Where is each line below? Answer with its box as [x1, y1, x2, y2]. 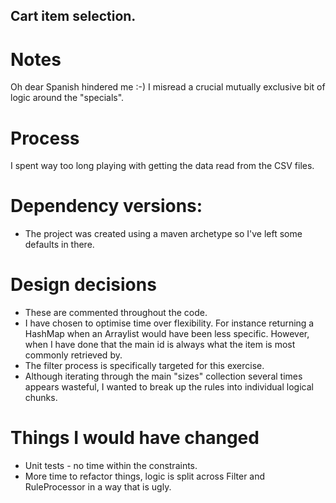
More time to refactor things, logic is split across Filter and [24, 470, 266, 483]
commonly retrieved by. [24, 349, 123, 361]
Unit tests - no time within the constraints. [24, 460, 198, 472]
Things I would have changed [10, 427, 260, 449]
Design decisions [10, 274, 157, 296]
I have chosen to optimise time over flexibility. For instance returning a [24, 317, 315, 329]
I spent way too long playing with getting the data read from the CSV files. [10, 160, 315, 172]
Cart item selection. [10, 8, 137, 25]
